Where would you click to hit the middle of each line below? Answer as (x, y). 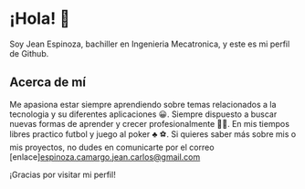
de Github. (29, 53)
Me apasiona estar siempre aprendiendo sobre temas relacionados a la (143, 104)
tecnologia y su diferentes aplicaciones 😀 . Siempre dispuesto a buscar (143, 114)
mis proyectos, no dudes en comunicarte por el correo (112, 147)
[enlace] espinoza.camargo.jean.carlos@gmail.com (105, 157)
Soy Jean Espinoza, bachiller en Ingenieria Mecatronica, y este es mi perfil (150, 44)
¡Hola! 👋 (40, 19)
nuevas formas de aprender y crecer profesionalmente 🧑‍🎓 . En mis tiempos (150, 123)
